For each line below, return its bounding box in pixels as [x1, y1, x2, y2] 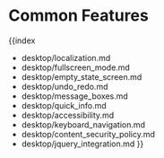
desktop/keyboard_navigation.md [21, 118, 145, 130]
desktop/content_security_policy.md [21, 128, 156, 139]
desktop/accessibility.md [21, 110, 114, 120]
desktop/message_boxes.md [21, 91, 129, 101]
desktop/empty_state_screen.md [21, 71, 142, 82]
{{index [8, 35, 36, 46]
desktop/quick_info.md [21, 100, 107, 110]
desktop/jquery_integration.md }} [21, 138, 144, 149]
